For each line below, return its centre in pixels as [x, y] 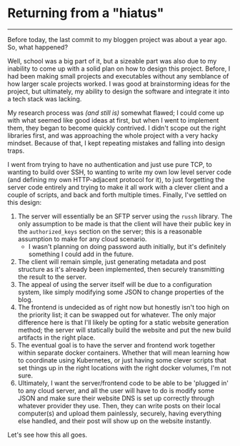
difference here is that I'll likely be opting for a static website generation [123, 322]
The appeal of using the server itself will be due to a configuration [115, 284]
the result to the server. [52, 277]
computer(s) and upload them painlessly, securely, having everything [119, 413]
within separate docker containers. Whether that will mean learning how [124, 353]
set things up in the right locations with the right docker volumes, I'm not [124, 368]
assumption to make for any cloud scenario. [82, 239]
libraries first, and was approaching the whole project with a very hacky [113, 135]
